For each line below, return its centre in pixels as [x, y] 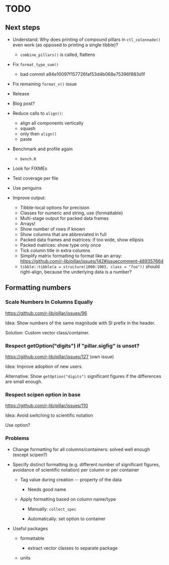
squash [28, 128]
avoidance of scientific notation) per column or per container [76, 470]
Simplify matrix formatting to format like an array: [71, 256]
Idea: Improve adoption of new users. [44, 366]
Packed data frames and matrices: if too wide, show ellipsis [82, 240]
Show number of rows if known [52, 229]
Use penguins [27, 188]
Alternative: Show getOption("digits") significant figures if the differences [83, 376]
